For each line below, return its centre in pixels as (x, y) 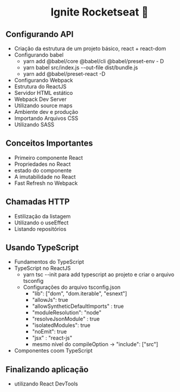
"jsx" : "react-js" (52, 338)
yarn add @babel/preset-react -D (64, 74)
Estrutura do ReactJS (40, 87)
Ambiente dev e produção (46, 112)
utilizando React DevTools (46, 384)
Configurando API (40, 34)
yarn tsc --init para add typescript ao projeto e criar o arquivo (99, 274)
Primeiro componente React (49, 158)
